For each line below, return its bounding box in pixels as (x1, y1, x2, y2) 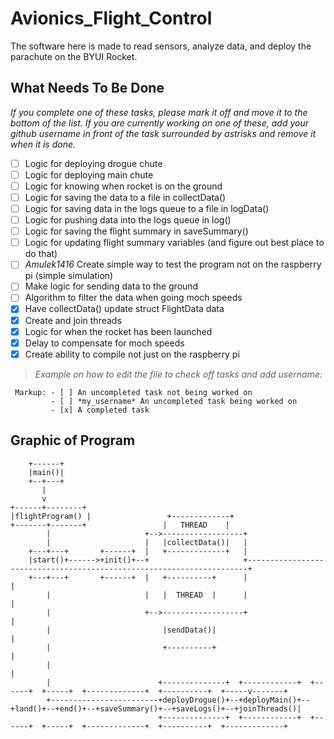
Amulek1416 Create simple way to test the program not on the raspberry (24, 258, 322, 271)
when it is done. (10, 138, 77, 150)
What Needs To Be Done (10, 80, 165, 97)
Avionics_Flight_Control (10, 7, 213, 30)
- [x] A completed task (50, 405, 150, 415)
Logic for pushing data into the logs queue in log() (24, 214, 232, 226)
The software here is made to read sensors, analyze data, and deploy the (10, 40, 312, 52)
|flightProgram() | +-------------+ (10, 511, 235, 521)
